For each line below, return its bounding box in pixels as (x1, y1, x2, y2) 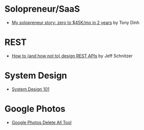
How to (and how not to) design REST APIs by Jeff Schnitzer (11, 53, 133, 59)
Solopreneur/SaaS (4, 3, 80, 15)
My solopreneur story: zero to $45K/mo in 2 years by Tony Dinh (11, 20, 140, 25)
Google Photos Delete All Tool (11, 119, 72, 125)
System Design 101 (11, 86, 50, 92)
